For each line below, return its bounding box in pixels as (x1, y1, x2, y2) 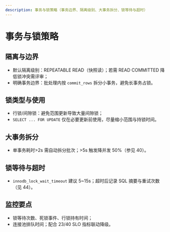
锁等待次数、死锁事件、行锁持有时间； (12, 215, 93, 221)
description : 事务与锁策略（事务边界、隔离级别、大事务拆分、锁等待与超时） (5, 7, 148, 13)
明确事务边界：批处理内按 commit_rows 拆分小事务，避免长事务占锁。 (12, 80, 156, 86)
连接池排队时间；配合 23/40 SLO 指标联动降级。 (12, 221, 113, 227)
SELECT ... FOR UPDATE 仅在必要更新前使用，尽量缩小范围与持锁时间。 (12, 117, 159, 123)
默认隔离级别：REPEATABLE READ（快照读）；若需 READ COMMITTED (12, 67, 159, 73)
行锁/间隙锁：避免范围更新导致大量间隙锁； (12, 110, 103, 117)
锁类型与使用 (5, 96, 46, 104)
